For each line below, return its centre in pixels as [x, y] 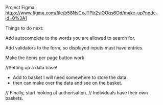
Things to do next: [25, 28]
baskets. [14, 98]
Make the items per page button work [45, 58]
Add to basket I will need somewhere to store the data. [70, 77]
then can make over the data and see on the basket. [67, 83]
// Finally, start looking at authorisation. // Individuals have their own [77, 93]
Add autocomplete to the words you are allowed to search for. [70, 38]
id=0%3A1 [16, 18]
